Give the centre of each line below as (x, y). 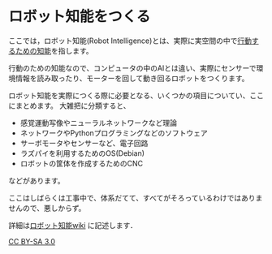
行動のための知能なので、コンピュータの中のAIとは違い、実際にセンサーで (133, 68)
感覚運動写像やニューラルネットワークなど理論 (98, 123)
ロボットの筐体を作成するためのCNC (82, 163)
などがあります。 (37, 180)
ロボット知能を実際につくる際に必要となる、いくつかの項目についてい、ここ (136, 95)
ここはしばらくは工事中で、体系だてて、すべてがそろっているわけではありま (136, 198)
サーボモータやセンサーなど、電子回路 (84, 143)
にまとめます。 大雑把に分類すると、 (69, 105)
